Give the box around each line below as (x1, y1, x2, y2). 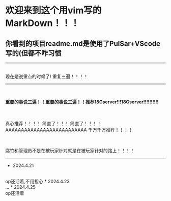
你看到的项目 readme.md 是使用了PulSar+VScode (5, 39, 161, 48)
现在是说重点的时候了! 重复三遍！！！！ (5, 73, 88, 79)
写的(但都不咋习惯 (5, 49, 62, 58)
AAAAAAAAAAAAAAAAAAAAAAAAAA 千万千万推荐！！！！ (5, 127, 133, 133)
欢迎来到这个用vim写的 (5, 5, 102, 16)
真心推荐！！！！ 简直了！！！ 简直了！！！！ (5, 121, 102, 126)
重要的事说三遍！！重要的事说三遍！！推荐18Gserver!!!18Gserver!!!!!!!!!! (5, 99, 159, 105)
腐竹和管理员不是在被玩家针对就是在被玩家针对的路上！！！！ (5, 148, 135, 153)
